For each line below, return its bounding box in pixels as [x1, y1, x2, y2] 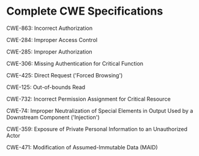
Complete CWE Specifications [6, 4, 163, 18]
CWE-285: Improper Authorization [6, 48, 93, 55]
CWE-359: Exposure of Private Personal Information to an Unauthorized [6, 125, 188, 132]
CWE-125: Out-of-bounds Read [6, 83, 86, 91]
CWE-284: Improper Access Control [6, 36, 98, 43]
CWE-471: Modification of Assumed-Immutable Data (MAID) [6, 143, 158, 151]
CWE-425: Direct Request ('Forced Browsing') [6, 71, 123, 79]
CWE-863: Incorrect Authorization [6, 24, 93, 32]
